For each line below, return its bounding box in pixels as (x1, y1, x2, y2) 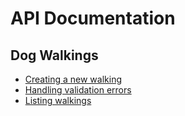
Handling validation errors (24, 84, 132, 96)
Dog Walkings (10, 47, 99, 64)
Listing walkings (24, 95, 92, 106)
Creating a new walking (24, 73, 123, 85)
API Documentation (10, 7, 176, 30)
